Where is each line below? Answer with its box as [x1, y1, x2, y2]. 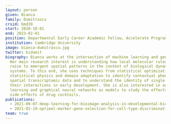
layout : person [5, 7, 38, 13]
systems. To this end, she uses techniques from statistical [10, 69, 142, 74]
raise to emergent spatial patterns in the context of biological [10, 64, 154, 69]
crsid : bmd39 [5, 21, 33, 27]
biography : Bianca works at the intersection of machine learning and [5, 54, 158, 60]
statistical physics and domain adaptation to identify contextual [10, 73, 156, 78]
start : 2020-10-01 [5, 26, 44, 31]
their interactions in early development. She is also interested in [10, 82, 160, 88]
